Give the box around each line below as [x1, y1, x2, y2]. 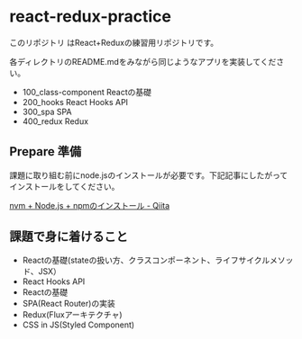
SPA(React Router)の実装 [22, 298, 115, 308]
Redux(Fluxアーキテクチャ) [22, 308, 124, 320]
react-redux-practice [9, 6, 171, 27]
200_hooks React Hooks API [22, 96, 129, 107]
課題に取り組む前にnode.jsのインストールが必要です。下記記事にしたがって [9, 169, 288, 181]
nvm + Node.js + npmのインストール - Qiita [9, 200, 170, 210]
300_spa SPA [22, 106, 72, 117]
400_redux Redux [22, 115, 88, 127]
